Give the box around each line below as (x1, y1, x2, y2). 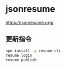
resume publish (5, 57, 37, 62)
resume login (5, 53, 32, 58)
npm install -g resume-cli (5, 48, 61, 53)
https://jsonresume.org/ (5, 20, 54, 25)
